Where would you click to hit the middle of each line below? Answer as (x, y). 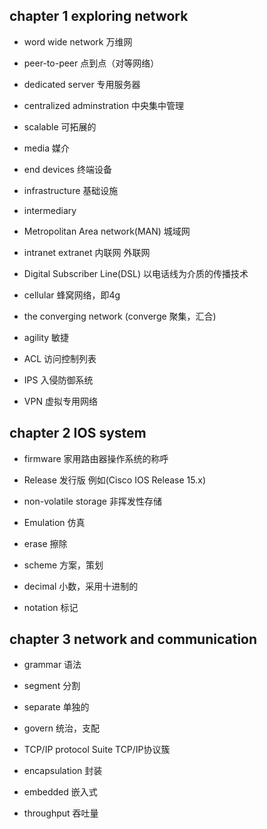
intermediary (50, 210)
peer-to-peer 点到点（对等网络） (91, 63)
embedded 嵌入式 (60, 792)
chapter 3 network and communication (133, 639)
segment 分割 (52, 686)
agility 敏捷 (46, 337)
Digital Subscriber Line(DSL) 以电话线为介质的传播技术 (136, 273)
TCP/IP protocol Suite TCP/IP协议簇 (97, 750)
